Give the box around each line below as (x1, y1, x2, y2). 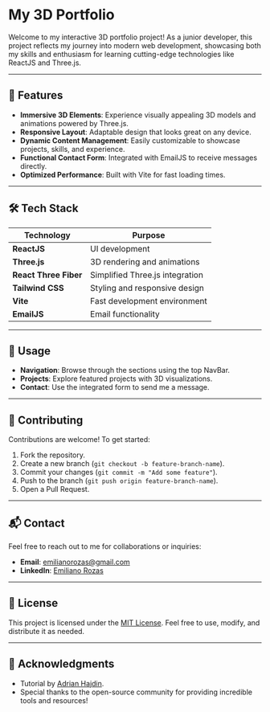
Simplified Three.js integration (89, 269, 203, 280)
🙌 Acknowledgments (8, 657, 115, 671)
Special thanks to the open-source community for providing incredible (19, 687, 253, 697)
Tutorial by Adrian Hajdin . (19, 678, 104, 688)
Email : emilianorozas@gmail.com (19, 557, 130, 567)
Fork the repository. (19, 450, 86, 460)
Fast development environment (89, 295, 207, 306)
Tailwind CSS (12, 282, 64, 293)
